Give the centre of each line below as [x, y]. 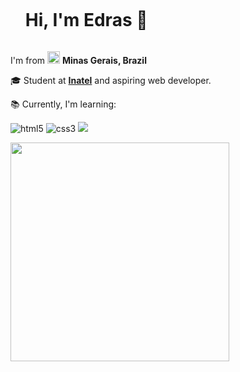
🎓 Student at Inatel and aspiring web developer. [111, 80]
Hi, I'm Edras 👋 [86, 20]
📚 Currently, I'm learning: [63, 104]
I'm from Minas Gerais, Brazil [78, 60]
